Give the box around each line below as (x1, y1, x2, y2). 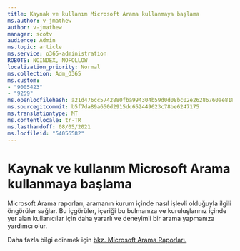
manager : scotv (7, 30, 53, 38)
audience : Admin (7, 37, 56, 44)
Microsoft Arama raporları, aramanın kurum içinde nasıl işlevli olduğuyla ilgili (7, 199, 231, 208)
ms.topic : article (7, 43, 62, 51)
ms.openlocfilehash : (7, 97, 69, 104)
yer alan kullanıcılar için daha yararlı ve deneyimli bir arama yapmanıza (7, 215, 215, 223)
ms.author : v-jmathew (7, 17, 72, 24)
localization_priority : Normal (7, 63, 101, 71)
